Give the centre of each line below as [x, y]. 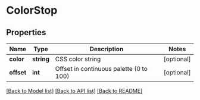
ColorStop [32, 10]
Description [107, 49]
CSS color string [78, 59]
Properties [26, 32]
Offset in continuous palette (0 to [101, 69]
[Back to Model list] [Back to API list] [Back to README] [74, 91]
